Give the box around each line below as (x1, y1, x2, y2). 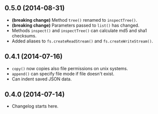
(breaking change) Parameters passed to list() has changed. (11, 22, 140, 28)
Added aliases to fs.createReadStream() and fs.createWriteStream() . (11, 38, 153, 44)
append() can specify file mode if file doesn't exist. (11, 71, 115, 76)
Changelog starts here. (11, 103, 59, 109)
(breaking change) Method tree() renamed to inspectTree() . (11, 17, 137, 23)
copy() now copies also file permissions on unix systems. (11, 65, 128, 71)
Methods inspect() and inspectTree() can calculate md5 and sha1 (11, 27, 147, 34)
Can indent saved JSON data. (11, 76, 72, 82)
